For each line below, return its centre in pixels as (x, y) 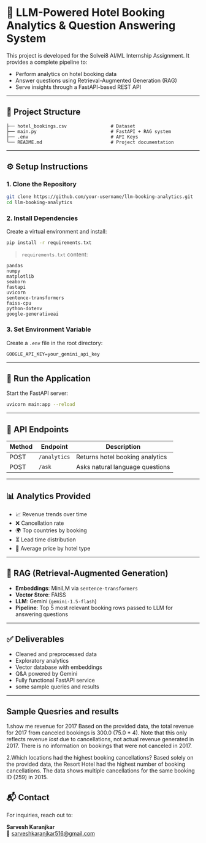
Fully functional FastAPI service (55, 680)
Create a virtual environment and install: (57, 232)
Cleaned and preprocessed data (56, 654)
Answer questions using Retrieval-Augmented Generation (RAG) (96, 80)
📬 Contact (28, 797)
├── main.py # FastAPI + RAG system (89, 131)
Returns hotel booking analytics (122, 457)
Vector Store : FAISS (40, 595)
